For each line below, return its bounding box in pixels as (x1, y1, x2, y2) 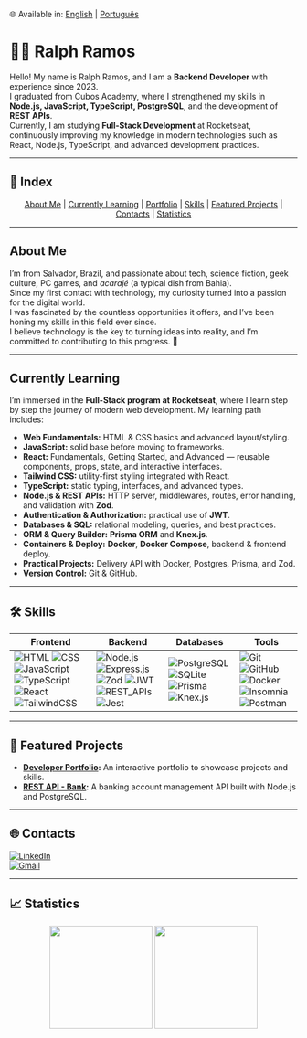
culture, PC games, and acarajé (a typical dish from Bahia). (9, 277, 233, 288)
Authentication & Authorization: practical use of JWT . (22, 510, 231, 521)
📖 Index (9, 175, 53, 190)
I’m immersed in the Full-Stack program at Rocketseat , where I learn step (9, 395, 289, 406)
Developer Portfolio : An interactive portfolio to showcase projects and (22, 762, 289, 772)
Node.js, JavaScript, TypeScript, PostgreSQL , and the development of (9, 101, 279, 111)
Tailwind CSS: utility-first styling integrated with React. (22, 471, 230, 482)
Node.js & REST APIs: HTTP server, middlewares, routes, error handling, (22, 490, 297, 502)
